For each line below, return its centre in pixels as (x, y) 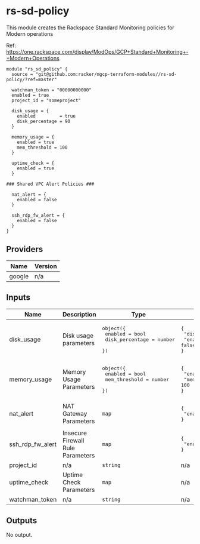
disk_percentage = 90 (43, 121)
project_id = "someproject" (46, 100)
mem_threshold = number (137, 379)
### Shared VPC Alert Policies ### (50, 184)
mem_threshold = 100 (42, 147)
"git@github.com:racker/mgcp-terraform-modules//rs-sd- (106, 74)
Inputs (18, 298)
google (19, 276)
